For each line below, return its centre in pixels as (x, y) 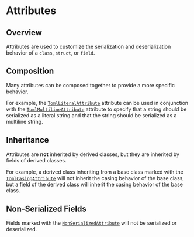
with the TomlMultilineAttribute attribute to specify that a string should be (96, 109)
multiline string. (25, 121)
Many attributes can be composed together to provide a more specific (91, 85)
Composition (30, 71)
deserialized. (22, 229)
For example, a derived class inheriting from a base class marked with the (95, 172)
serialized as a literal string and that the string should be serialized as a (91, 115)
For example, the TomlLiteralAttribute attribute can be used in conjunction (97, 103)
